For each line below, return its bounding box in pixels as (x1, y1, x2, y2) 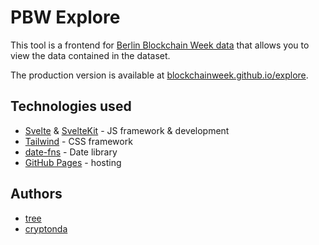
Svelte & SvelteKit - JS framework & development (24, 124, 230, 136)
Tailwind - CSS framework (24, 135, 133, 147)
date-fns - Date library (24, 146, 118, 158)
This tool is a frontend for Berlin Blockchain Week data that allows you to (10, 39, 310, 51)
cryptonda (24, 222, 68, 235)
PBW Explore (10, 6, 121, 29)
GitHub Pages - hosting (24, 156, 122, 168)
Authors (10, 186, 63, 203)
